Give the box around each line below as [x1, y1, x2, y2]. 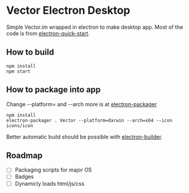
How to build [6, 47, 54, 58]
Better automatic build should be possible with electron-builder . [6, 133, 163, 140]
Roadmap [6, 150, 43, 161]
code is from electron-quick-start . [6, 29, 90, 37]
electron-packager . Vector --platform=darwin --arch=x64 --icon [6, 117, 172, 123]
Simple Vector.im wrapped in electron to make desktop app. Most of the [6, 23, 184, 31]
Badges [14, 173, 34, 180]
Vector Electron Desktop [6, 4, 130, 17]
